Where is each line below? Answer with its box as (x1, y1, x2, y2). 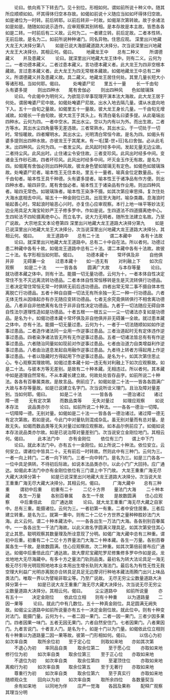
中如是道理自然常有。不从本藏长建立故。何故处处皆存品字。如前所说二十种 (5, 372, 160, 378)
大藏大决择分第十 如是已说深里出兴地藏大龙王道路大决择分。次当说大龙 (5, 474, 162, 479)
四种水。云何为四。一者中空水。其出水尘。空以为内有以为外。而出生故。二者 (5, 119, 165, 124)
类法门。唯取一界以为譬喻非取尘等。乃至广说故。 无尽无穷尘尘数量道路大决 (5, 575, 162, 581)
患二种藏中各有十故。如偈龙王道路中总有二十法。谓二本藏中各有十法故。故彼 (5, 246, 165, 251)
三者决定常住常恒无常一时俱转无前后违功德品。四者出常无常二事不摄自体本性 (5, 284, 165, 289)
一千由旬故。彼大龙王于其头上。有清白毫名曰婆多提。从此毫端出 (31, 112, 165, 118)
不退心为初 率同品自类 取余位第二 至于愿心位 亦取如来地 (14, 645, 163, 651)
